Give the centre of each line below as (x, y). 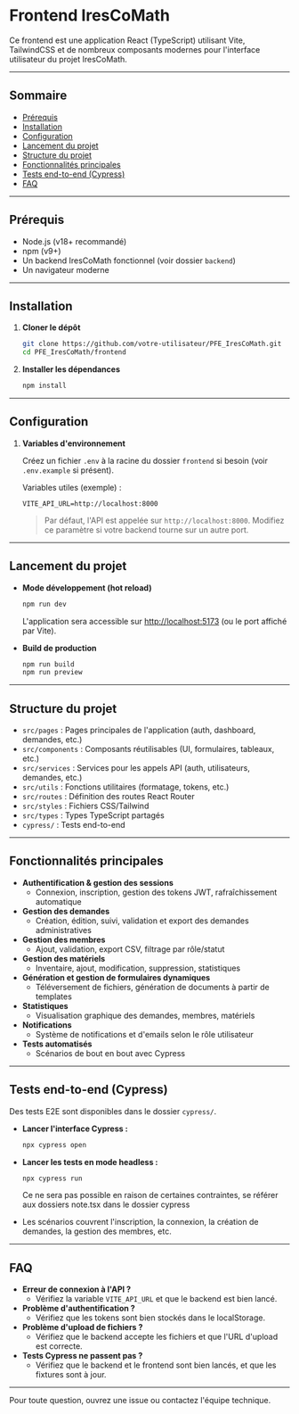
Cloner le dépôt (51, 327)
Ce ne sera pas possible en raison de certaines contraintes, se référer (150, 1195)
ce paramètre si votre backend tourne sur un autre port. (146, 529)
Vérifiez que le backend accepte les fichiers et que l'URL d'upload (157, 1337)
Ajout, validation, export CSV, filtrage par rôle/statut (130, 949)
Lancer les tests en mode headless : (90, 1162)
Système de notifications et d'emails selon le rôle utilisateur (144, 1034)
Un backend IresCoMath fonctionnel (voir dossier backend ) (129, 260)
